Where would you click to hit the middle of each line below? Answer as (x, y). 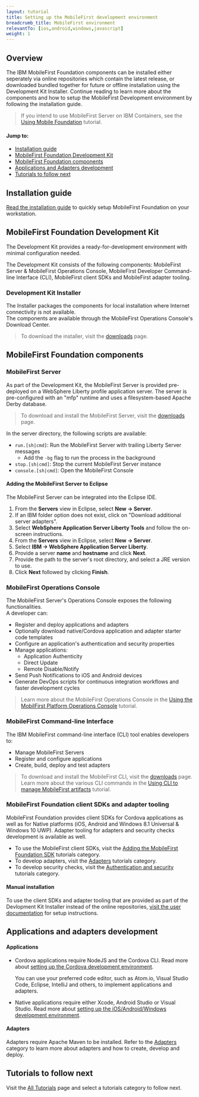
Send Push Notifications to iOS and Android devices (78, 675)
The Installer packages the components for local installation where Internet (98, 306)
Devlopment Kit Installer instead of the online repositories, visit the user (94, 907)
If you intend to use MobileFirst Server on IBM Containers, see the (102, 115)
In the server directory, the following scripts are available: (76, 433)
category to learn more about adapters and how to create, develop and (93, 1048)
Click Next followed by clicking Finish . (62, 572)
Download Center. (28, 325)
